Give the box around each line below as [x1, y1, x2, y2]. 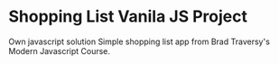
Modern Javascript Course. [8, 45, 110, 56]
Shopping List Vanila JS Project [8, 6, 247, 27]
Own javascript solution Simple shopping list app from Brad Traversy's [8, 36, 270, 47]
